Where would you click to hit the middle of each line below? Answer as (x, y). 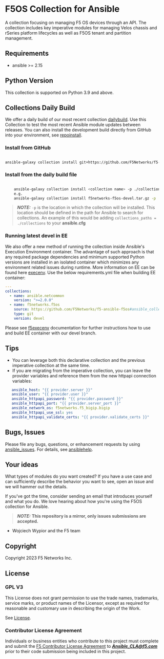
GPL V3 (14, 587)
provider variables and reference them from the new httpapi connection (84, 375)
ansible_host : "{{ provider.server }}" (52, 390)
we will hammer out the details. (36, 487)
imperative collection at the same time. (51, 365)
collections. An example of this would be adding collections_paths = (87, 218)
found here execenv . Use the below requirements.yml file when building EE (81, 272)
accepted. (28, 521)
